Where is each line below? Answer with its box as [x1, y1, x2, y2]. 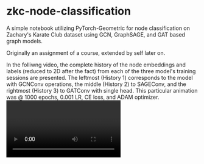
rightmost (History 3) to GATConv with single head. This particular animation [6, 87, 198, 94]
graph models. [6, 37, 43, 45]
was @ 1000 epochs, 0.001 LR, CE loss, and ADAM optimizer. [6, 93, 160, 101]
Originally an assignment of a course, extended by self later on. [6, 49, 166, 56]
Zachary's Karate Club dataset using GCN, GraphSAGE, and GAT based [6, 30, 186, 38]
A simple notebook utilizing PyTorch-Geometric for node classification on [6, 24, 191, 32]
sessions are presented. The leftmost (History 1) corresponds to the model [6, 74, 193, 81]
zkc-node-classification [6, 4, 131, 18]
